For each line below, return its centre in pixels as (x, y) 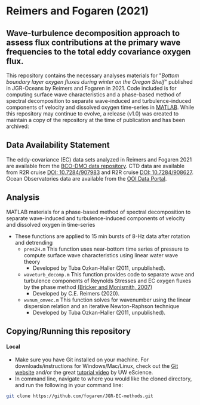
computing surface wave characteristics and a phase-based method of (94, 95)
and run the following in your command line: (69, 385)
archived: (18, 126)
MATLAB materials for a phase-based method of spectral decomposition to (99, 212)
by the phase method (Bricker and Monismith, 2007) (88, 287)
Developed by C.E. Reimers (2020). (76, 293)
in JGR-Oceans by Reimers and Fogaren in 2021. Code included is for (92, 88)
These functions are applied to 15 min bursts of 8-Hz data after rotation (102, 236)
